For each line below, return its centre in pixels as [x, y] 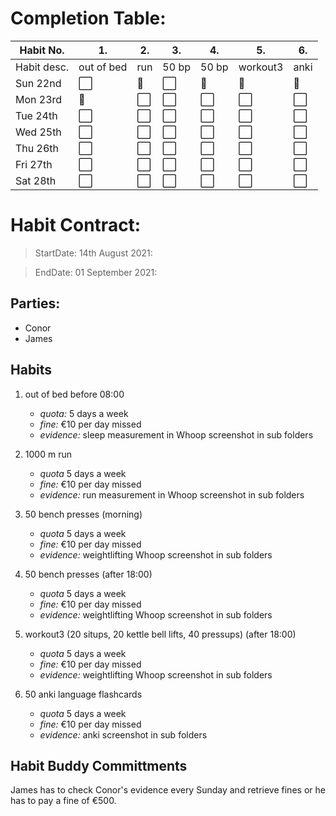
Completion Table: [88, 18]
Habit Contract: [76, 225]
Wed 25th [38, 132]
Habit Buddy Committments [99, 765]
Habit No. [42, 50]
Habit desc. [42, 67]
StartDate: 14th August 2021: [93, 253]
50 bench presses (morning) [83, 514]
